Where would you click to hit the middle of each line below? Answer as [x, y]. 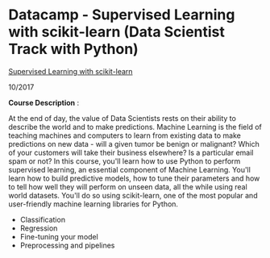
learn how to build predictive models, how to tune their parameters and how [134, 178]
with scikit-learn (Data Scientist [117, 32]
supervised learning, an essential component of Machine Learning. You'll [130, 169]
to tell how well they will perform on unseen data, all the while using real [128, 186]
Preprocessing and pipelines [67, 245]
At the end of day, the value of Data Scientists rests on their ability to [122, 118]
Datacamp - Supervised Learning [122, 15]
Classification [43, 219]
